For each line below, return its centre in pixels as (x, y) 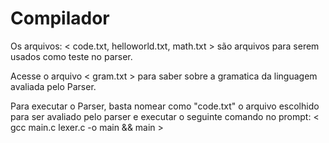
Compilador (60, 18)
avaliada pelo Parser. (53, 86)
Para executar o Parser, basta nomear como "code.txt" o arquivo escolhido (165, 106)
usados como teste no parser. (71, 56)
